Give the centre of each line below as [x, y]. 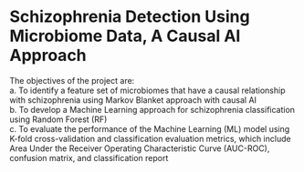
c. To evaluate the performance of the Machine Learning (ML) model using [150, 128]
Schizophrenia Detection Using [130, 17]
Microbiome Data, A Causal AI [125, 36]
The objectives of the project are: [72, 80]
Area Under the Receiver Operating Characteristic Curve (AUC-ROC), [140, 148]
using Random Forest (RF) [58, 119]
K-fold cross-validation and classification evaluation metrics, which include [150, 138]
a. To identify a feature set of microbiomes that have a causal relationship [147, 90]
